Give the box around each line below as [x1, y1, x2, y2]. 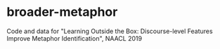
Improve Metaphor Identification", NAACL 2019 [6, 34, 142, 42]
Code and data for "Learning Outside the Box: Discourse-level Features [6, 27, 213, 35]
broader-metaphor [6, 4, 118, 20]
